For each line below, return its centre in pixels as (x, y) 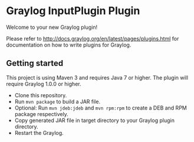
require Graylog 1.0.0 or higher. (44, 84)
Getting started (35, 63)
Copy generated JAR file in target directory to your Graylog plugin (95, 120)
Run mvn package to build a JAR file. (57, 101)
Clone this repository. (41, 95)
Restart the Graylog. (39, 133)
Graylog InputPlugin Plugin (73, 11)
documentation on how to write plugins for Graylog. (69, 45)
